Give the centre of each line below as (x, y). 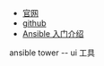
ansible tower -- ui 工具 (52, 53)
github (34, 23)
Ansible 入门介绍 (53, 33)
